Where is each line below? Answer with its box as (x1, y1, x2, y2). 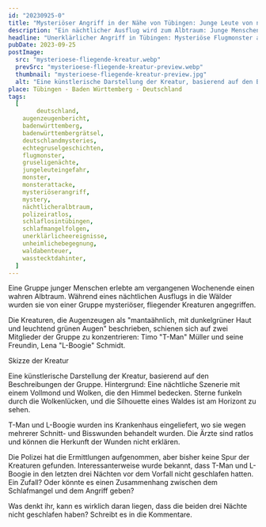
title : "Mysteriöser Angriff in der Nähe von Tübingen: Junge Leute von (8, 19, 253, 27)
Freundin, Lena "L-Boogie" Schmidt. (8, 341, 126, 351)
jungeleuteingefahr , (22, 166, 90, 174)
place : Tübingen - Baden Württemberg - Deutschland (8, 85, 182, 93)
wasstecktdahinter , (22, 254, 87, 262)
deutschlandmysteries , (22, 136, 97, 145)
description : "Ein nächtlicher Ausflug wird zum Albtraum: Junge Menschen (8, 26, 260, 34)
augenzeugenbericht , (22, 115, 90, 123)
